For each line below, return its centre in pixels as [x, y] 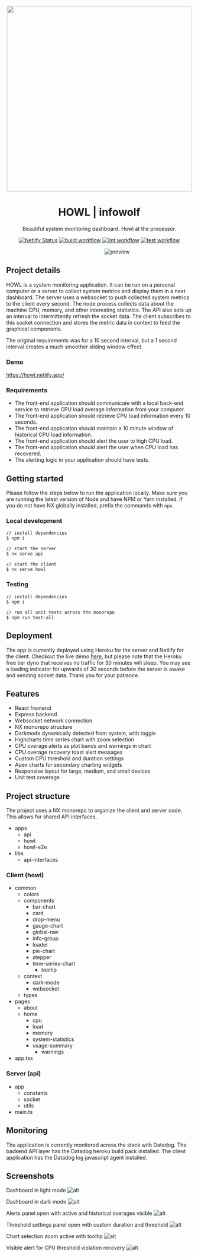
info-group [46, 938]
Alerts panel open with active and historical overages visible [79, 1213]
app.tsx [24, 1058]
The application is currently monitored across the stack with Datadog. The [97, 1145]
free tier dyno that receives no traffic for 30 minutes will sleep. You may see [98, 662]
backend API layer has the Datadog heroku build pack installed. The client [96, 1151]
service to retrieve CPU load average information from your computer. [100, 410]
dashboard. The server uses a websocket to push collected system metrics [98, 297]
